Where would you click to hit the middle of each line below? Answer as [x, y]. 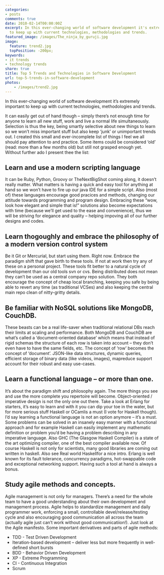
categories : [17, 10]
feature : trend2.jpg [30, 46]
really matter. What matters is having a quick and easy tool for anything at [79, 185]
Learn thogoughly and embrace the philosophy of [82, 237]
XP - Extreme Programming [40, 558]
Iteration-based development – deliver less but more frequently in [78, 542]
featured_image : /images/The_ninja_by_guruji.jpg [57, 37]
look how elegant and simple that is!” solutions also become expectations [79, 205]
